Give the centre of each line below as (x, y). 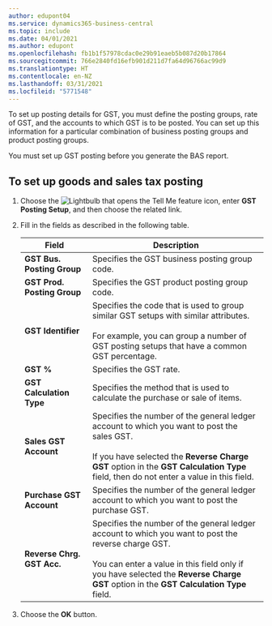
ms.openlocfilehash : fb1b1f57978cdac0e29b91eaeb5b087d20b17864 (117, 54)
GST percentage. (125, 356)
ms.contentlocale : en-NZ (50, 76)
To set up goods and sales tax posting (106, 181)
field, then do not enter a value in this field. (173, 477)
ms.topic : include (39, 31)
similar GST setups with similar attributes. (171, 315)
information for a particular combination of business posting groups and (128, 131)
